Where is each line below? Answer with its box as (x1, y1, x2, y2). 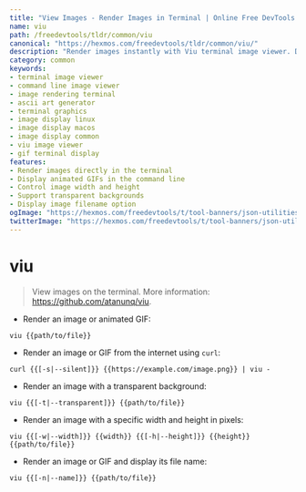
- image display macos (9, 124, 96, 133)
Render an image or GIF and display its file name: (22, 456, 208, 466)
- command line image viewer (9, 81, 120, 90)
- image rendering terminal (9, 89, 117, 98)
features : (9, 157, 47, 167)
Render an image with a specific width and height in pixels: (22, 414, 244, 425)
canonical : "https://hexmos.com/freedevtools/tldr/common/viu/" (9, 38, 259, 48)
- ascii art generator (9, 97, 96, 108)
